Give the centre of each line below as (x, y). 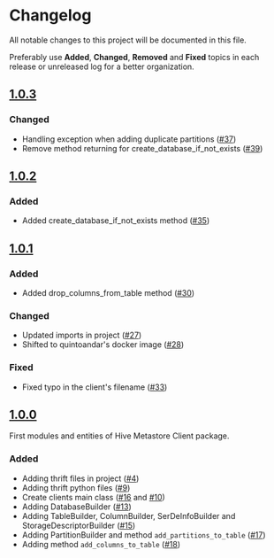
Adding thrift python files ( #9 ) (76, 487)
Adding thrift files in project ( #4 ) (80, 478)
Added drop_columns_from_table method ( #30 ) (108, 293)
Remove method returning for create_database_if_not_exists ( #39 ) (142, 148)
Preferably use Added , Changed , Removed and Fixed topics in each (134, 57)
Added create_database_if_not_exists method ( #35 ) (116, 221)
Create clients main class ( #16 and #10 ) (93, 497)
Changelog (50, 15)
